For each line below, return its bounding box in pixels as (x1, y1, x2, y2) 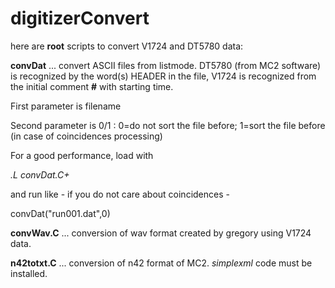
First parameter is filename (10, 100, 122, 112)
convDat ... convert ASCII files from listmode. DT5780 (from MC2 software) (10, 59, 322, 71)
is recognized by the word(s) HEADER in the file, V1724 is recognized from (10, 70, 317, 82)
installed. (10, 267, 48, 279)
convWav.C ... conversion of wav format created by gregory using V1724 (10, 227, 312, 239)
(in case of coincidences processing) (10, 130, 163, 142)
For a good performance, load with (10, 149, 154, 161)
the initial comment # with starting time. (10, 80, 174, 92)
